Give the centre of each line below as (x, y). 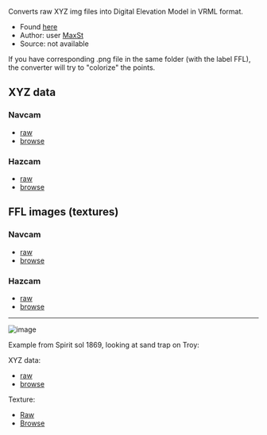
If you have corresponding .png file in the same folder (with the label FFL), (130, 59)
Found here (39, 27)
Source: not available (54, 44)
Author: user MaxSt (51, 35)
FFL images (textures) (64, 212)
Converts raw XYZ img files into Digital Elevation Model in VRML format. (126, 12)
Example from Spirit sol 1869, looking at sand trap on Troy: (104, 345)
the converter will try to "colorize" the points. (82, 67)
